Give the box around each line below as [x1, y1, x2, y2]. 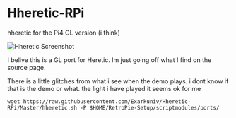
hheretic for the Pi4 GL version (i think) [7, 28, 120, 37]
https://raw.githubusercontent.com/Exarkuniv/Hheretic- [23, 98, 191, 105]
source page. [7, 63, 46, 71]
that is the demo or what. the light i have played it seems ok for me [7, 84, 201, 93]
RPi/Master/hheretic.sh [7, 104, 78, 111]
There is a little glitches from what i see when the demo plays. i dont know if [7, 76, 229, 85]
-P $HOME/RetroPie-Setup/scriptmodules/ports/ [80, 104, 220, 111]
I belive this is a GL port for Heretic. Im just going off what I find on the [7, 55, 212, 64]
